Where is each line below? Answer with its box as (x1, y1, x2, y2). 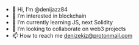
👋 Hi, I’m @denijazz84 (12, 6, 68, 13)
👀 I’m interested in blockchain (12, 12, 87, 19)
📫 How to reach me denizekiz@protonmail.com (12, 32, 133, 39)
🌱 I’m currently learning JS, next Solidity (12, 19, 113, 26)
